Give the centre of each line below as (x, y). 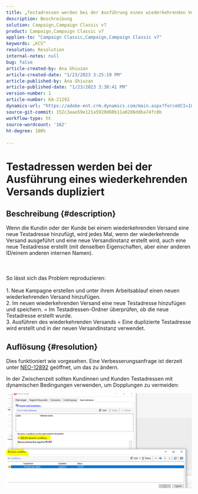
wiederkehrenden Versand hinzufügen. (54, 297)
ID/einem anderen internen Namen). (49, 253)
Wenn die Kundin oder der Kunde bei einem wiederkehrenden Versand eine (98, 228)
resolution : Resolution (35, 50)
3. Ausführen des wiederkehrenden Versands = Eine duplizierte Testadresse (99, 322)
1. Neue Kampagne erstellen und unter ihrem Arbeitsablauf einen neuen (93, 291)
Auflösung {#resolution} (52, 347)
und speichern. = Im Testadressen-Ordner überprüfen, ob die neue (88, 309)
